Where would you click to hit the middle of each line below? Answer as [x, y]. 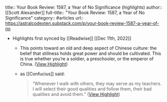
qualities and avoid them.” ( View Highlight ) [76, 94]
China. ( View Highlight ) [44, 64]
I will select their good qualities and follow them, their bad [92, 89]
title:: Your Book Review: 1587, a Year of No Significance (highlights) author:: [84, 7]
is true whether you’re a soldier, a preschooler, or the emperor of [87, 59]
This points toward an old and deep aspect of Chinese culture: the [88, 48]
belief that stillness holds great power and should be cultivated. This [91, 53]
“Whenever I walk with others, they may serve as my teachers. [97, 83]
